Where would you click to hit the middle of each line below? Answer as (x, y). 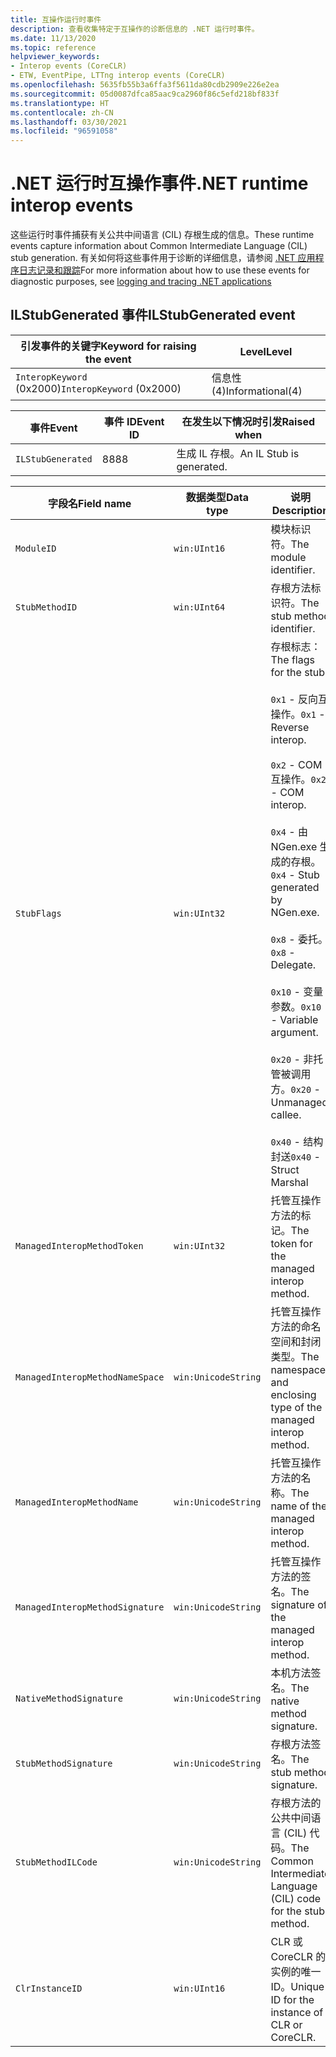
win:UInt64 (199, 607)
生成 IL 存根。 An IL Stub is (238, 453)
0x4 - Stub (295, 874)
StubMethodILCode (56, 1862)
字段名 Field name (89, 503)
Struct (285, 1169)
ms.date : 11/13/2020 (53, 38)
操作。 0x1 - (298, 714)
